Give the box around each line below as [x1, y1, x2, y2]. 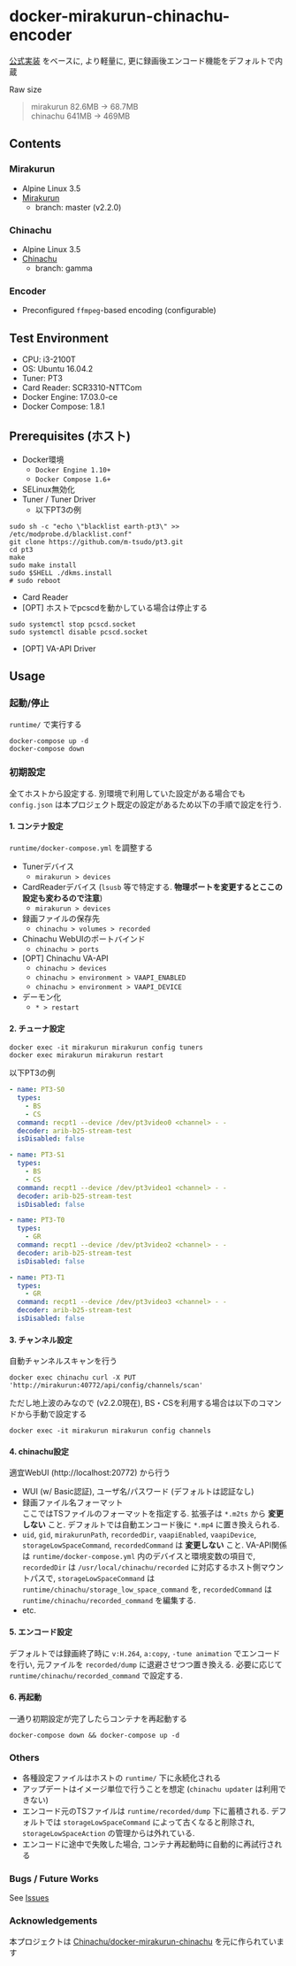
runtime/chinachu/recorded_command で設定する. [9, 1670, 184, 1680]
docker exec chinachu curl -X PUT [9, 1373, 137, 1382]
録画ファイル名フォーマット [21, 1497, 124, 1508]
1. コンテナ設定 [9, 821, 64, 832]
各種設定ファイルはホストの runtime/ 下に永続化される [21, 1772, 221, 1784]
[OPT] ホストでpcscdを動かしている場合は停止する [21, 602, 208, 612]
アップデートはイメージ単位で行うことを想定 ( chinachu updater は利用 [21, 1784, 279, 1794]
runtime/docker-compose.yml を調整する [9, 842, 154, 853]
